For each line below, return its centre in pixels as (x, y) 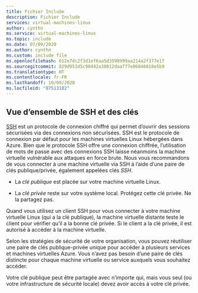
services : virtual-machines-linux (49, 22)
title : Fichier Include (35, 11)
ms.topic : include (29, 39)
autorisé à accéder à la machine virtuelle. (56, 229)
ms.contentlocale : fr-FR (37, 77)
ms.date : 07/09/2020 (32, 45)
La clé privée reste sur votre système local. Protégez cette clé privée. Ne (103, 193)
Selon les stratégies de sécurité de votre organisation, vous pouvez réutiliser (99, 241)
